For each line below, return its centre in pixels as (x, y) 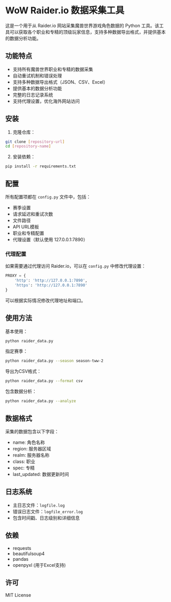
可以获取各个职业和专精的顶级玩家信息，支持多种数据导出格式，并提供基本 (88, 32)
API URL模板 (26, 227)
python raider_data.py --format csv (44, 381)
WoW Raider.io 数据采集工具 (65, 10)
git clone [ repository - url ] (35, 142)
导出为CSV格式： (23, 371)
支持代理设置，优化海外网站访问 (46, 101)
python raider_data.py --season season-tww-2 (54, 361)
